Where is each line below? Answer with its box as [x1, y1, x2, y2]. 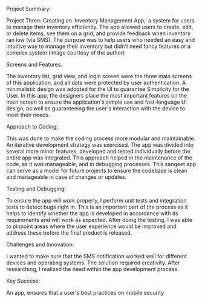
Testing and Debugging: [6, 185, 67, 192]
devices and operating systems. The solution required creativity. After [6, 259, 180, 266]
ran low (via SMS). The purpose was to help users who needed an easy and [6, 36, 195, 43]
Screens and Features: [6, 61, 62, 68]
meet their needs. [6, 112, 50, 118]
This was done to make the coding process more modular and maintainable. [6, 135, 195, 142]
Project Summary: [6, 5, 51, 12]
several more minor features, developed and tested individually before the [6, 148, 191, 155]
